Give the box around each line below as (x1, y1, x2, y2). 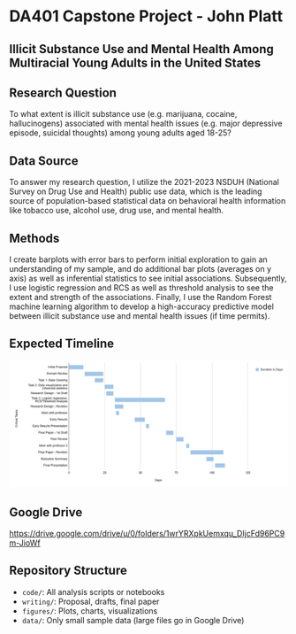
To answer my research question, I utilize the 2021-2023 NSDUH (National (9, 177, 280, 188)
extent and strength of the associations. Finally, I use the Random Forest (9, 292, 272, 303)
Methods (9, 230, 60, 245)
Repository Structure (9, 563, 128, 578)
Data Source (9, 153, 79, 168)
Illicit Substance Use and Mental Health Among (9, 42, 274, 57)
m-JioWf (9, 537, 42, 548)
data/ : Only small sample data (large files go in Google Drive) (21, 615, 245, 625)
